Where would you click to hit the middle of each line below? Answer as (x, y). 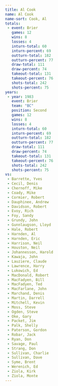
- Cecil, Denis (22, 184)
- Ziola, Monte (22, 376)
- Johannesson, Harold (30, 252)
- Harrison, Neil (25, 243)
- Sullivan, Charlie (28, 353)
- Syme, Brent (21, 362)
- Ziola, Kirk (21, 371)
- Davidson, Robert (27, 207)
